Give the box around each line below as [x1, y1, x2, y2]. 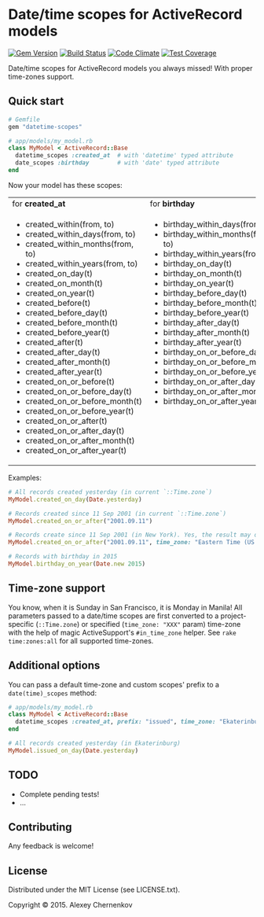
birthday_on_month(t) [163, 267, 243, 278]
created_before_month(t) [25, 317, 119, 328]
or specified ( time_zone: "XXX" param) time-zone [81, 619, 241, 628]
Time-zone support [8, 582, 106, 595]
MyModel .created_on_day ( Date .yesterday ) [8, 495, 143, 503]
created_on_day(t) [25, 267, 93, 278]
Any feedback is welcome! [8, 842, 94, 851]
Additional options [8, 659, 101, 672]
